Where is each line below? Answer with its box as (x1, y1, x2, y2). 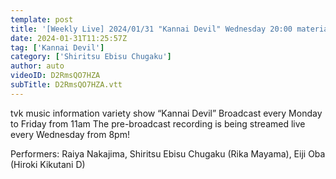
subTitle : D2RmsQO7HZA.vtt (10, 80, 123, 90)
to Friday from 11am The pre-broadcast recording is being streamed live (10, 117, 306, 130)
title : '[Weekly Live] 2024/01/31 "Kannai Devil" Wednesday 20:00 (10, 24, 293, 34)
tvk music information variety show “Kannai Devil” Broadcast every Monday (10, 107, 323, 119)
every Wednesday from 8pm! (10, 128, 130, 140)
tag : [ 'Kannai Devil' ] (10, 42, 105, 53)
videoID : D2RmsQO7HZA (10, 71, 101, 81)
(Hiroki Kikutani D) (10, 158, 86, 170)
